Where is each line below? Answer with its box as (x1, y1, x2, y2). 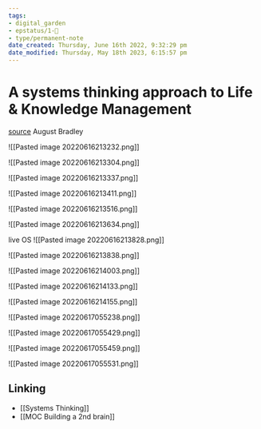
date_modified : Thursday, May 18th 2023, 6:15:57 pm (8, 49, 188, 57)
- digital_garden (8, 19, 66, 27)
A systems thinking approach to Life (8, 83, 253, 101)
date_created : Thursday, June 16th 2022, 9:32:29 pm (8, 42, 188, 50)
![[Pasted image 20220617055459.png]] (8, 343, 140, 352)
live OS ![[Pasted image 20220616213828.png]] (8, 235, 165, 244)
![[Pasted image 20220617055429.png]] (8, 328, 141, 337)
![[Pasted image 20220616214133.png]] (8, 281, 138, 291)
